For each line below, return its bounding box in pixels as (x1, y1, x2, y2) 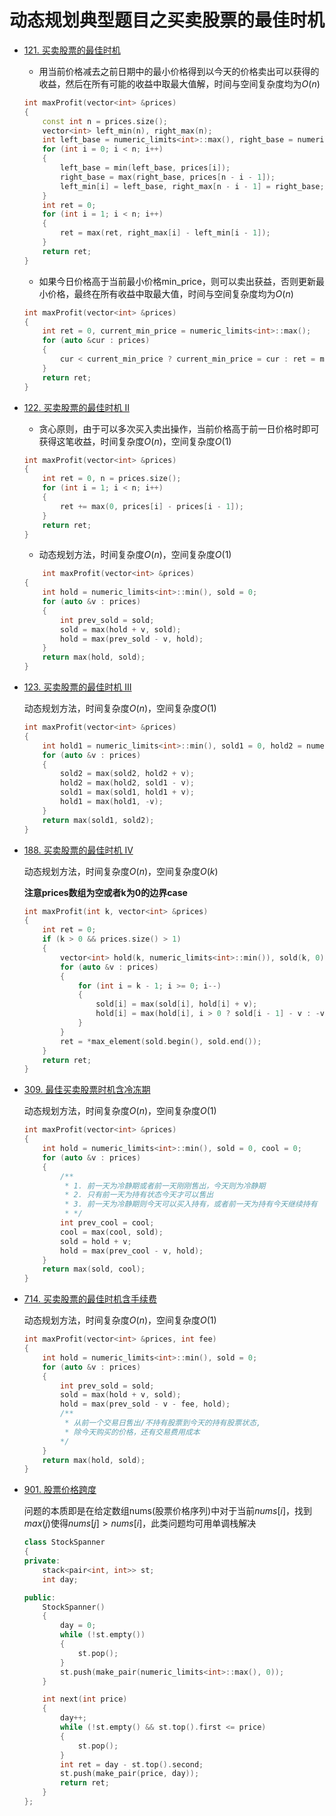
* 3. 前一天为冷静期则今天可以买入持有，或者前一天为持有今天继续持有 (64, 1199, 318, 1210)
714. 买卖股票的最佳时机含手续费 (23, 1293, 157, 1305)
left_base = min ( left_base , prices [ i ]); (60, 163, 231, 173)
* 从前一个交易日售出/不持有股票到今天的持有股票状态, (64, 1418, 262, 1428)
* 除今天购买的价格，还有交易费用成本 (64, 1427, 201, 1437)
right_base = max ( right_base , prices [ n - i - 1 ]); (60, 172, 276, 182)
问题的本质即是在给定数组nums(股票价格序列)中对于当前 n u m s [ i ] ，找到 (23, 1505, 313, 1517)
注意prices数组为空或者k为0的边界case (23, 886, 188, 898)
